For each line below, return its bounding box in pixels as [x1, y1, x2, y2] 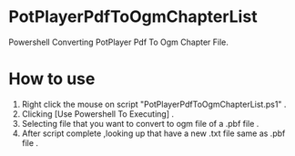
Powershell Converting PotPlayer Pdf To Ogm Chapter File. [8, 36, 229, 47]
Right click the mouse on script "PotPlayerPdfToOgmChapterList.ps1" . [21, 99, 287, 109]
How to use [8, 68, 96, 89]
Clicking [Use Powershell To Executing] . [21, 108, 175, 120]
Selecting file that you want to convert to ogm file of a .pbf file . [21, 118, 259, 129]
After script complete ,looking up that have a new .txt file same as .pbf [21, 128, 286, 139]
